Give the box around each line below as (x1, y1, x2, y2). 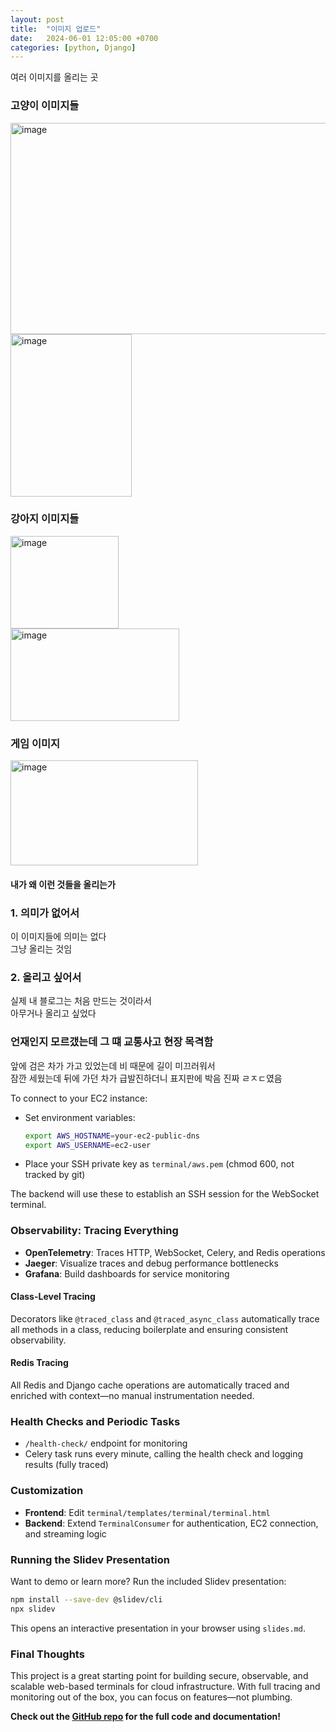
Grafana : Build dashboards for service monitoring (24, 1267, 230, 1280)
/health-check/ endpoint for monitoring (24, 1437, 188, 1450)
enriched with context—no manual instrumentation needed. (10, 1390, 255, 1402)
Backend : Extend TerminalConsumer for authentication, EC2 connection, (24, 1517, 319, 1529)
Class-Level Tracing (10, 1291, 96, 1303)
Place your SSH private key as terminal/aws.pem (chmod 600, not (24, 1158, 295, 1170)
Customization (10, 1484, 84, 1498)
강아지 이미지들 (10, 512, 80, 526)
